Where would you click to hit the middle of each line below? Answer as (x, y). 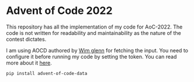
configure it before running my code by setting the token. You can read (91, 56)
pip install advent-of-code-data (47, 73)
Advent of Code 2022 (59, 11)
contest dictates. (26, 39)
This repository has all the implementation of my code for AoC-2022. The (94, 27)
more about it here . (29, 63)
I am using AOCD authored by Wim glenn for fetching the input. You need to (97, 50)
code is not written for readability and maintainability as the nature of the (93, 33)
